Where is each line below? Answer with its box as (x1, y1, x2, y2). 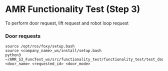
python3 (5, 52, 21, 58)
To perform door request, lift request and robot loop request (5, 20, 129, 26)
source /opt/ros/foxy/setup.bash (5, 44, 75, 49)
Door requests (5, 32, 41, 39)
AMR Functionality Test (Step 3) (5, 3, 140, 15)
